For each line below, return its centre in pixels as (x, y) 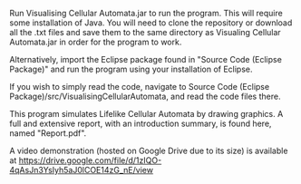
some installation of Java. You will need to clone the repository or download (151, 23)
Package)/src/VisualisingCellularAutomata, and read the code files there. (145, 96)
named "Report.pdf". (48, 133)
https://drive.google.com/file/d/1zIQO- (90, 160)
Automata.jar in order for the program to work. (96, 42)
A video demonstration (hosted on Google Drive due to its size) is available (149, 150)
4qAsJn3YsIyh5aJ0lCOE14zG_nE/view (82, 170)
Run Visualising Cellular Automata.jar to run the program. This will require (146, 13)
